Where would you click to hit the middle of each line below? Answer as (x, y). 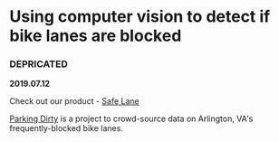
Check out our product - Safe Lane (75, 101)
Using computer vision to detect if (140, 17)
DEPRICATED (38, 64)
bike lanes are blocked (96, 36)
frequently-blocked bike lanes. (67, 128)
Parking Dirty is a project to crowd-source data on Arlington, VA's (131, 118)
